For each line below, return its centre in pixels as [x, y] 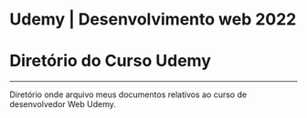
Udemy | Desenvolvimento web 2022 [153, 20]
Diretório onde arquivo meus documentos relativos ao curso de [128, 94]
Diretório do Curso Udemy [111, 61]
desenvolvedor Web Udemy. [63, 104]
